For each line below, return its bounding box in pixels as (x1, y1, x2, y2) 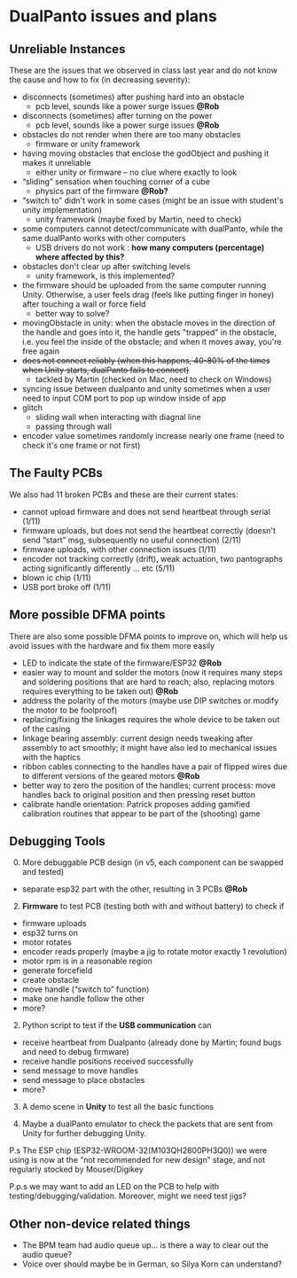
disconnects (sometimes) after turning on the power (21, 111, 213, 121)
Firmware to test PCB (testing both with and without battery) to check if (21, 901, 285, 912)
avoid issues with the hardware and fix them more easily (9, 640, 215, 651)
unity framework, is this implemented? (35, 270, 176, 281)
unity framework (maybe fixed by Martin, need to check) (35, 214, 242, 224)
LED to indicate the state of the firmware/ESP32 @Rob (21, 658, 223, 668)
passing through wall (35, 421, 113, 432)
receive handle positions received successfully (21, 1056, 194, 1067)
